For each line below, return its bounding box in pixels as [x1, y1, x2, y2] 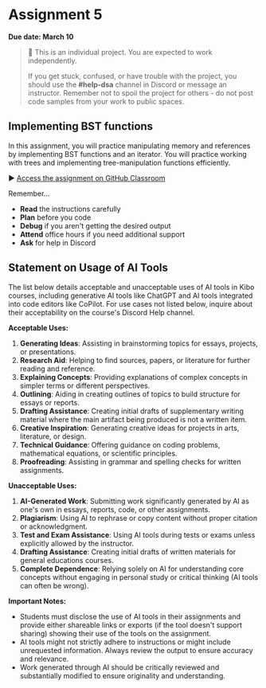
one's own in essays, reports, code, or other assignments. [19, 504, 211, 514]
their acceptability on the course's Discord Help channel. [8, 307, 195, 317]
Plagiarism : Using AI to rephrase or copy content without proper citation [19, 513, 258, 522]
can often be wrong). [19, 580, 89, 590]
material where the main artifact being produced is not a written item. [19, 414, 247, 424]
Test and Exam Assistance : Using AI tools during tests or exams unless [19, 530, 256, 539]
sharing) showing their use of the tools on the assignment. [19, 628, 212, 638]
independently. [27, 56, 77, 65]
